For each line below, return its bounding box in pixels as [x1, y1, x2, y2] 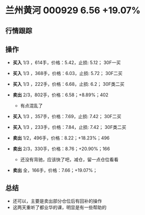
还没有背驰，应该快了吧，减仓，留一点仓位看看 [20, 157, 119, 163]
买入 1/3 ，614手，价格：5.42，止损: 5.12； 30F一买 [12, 59, 121, 66]
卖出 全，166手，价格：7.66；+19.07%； [12, 167, 98, 173]
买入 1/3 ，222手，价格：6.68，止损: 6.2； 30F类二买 [12, 81, 125, 87]
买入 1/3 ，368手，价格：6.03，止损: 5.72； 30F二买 [12, 70, 123, 77]
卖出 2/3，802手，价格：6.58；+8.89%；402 [12, 92, 108, 98]
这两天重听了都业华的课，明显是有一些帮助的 [12, 204, 107, 210]
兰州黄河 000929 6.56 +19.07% [5, 5, 141, 16]
